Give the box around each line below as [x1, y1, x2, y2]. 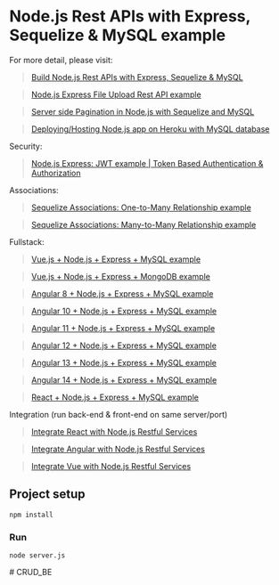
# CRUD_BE [9, 567, 53, 578]
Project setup [9, 487, 86, 502]
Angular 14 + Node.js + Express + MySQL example [30, 374, 217, 385]
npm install [9, 510, 53, 519]
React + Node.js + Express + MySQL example [30, 392, 199, 402]
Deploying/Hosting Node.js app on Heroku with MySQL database [30, 123, 270, 134]
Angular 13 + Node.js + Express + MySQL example [30, 357, 217, 368]
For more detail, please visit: [9, 54, 113, 65]
